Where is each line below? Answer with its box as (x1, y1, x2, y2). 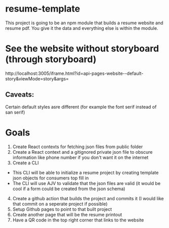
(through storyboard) (5, 54, 97, 65)
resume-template (5, 3, 80, 15)
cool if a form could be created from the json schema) (12, 186, 125, 192)
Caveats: (5, 90, 34, 99)
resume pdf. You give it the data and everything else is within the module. (5, 25, 158, 31)
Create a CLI (12, 160, 39, 166)
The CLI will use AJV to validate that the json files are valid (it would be (12, 180, 161, 186)
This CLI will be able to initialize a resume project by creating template (12, 169, 159, 175)
